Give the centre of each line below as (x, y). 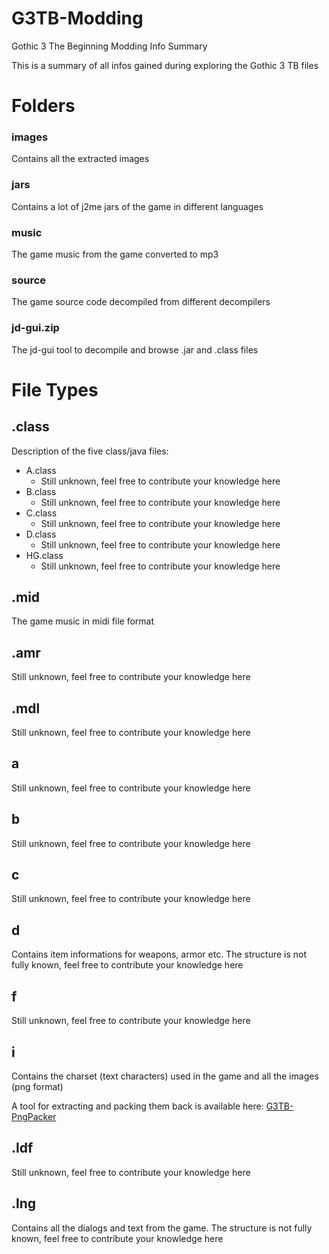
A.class (41, 470)
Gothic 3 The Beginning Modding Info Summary (109, 46)
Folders (43, 106)
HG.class (44, 555)
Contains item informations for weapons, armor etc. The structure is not (159, 954)
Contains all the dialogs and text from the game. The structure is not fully (162, 1228)
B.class (41, 491)
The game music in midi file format (83, 621)
